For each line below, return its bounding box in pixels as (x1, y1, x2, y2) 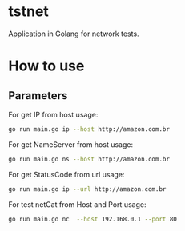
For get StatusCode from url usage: (8, 169, 125, 179)
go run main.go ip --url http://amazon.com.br (8, 185, 167, 193)
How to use (8, 57, 85, 75)
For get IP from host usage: (8, 110, 99, 119)
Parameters (8, 89, 68, 102)
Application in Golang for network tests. (8, 29, 139, 38)
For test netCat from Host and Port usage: (8, 199, 147, 209)
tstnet (8, 2, 50, 21)
